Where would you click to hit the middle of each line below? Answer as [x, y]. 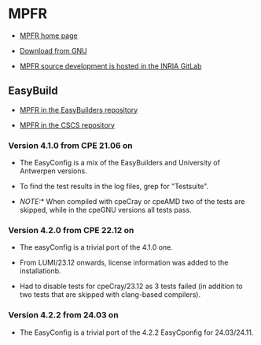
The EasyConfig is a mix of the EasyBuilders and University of [119, 163]
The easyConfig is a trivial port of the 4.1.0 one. [96, 247]
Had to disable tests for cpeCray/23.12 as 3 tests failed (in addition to [131, 286]
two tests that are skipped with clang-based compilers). [110, 295]
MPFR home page [48, 35]
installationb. [40, 271]
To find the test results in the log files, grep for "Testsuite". [114, 187]
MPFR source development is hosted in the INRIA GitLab [110, 66]
